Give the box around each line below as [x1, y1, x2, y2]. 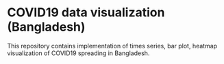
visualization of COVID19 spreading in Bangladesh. [7, 49, 150, 57]
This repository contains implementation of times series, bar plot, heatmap [7, 42, 218, 50]
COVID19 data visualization [7, 5, 165, 20]
